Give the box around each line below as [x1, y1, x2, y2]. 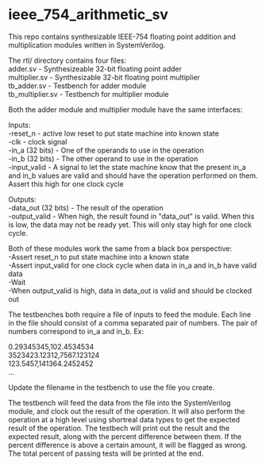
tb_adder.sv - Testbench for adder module [8, 81, 147, 91]
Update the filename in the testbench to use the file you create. [8, 383, 215, 392]
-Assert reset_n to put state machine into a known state [8, 252, 190, 261]
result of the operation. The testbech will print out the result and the [8, 423, 230, 433]
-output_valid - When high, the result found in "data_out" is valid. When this [8, 211, 255, 221]
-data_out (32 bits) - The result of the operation [8, 202, 164, 212]
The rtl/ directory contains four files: [8, 56, 127, 65]
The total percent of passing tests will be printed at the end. [8, 449, 204, 458]
